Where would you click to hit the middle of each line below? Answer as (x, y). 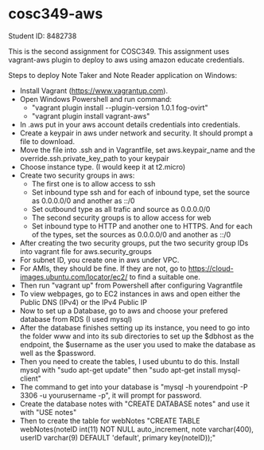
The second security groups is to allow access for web (121, 217)
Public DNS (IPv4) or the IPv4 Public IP (83, 302)
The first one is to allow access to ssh (93, 183)
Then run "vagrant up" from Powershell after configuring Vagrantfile (131, 285)
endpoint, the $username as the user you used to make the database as (138, 344)
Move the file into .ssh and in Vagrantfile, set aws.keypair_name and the (138, 150)
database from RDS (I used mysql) (76, 319)
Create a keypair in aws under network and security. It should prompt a (136, 133)
